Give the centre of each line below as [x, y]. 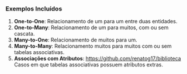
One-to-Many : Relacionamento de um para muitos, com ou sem [91, 27]
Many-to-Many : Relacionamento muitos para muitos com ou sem [93, 46]
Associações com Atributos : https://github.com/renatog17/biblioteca [98, 59]
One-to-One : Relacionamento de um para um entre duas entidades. [96, 22]
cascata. [24, 34]
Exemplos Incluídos [34, 9]
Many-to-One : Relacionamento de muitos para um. [76, 40]
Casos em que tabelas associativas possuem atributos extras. [88, 65]
